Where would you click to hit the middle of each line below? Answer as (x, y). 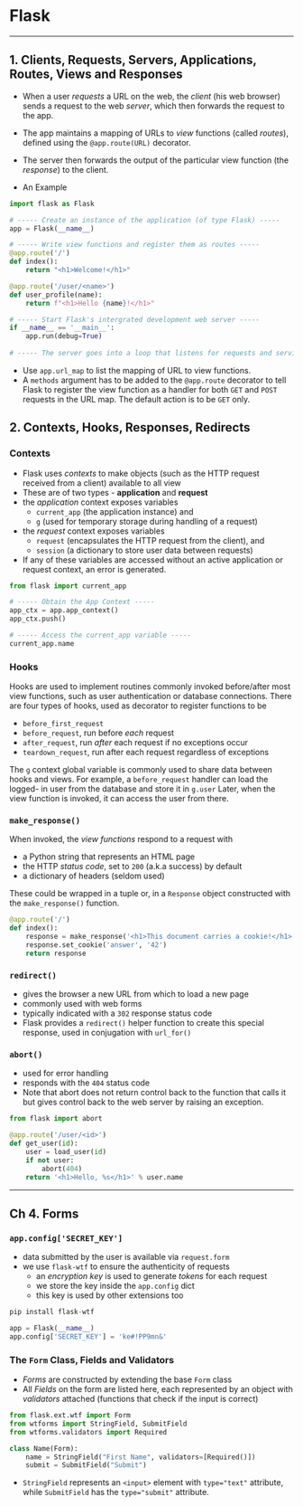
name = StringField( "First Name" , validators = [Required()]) (141, 1457)
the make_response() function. (64, 903)
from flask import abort (56, 1119)
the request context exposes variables (93, 531)
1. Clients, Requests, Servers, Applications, (133, 60)
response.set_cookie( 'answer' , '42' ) (96, 945)
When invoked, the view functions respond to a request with (121, 839)
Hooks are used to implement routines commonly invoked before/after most (150, 687)
